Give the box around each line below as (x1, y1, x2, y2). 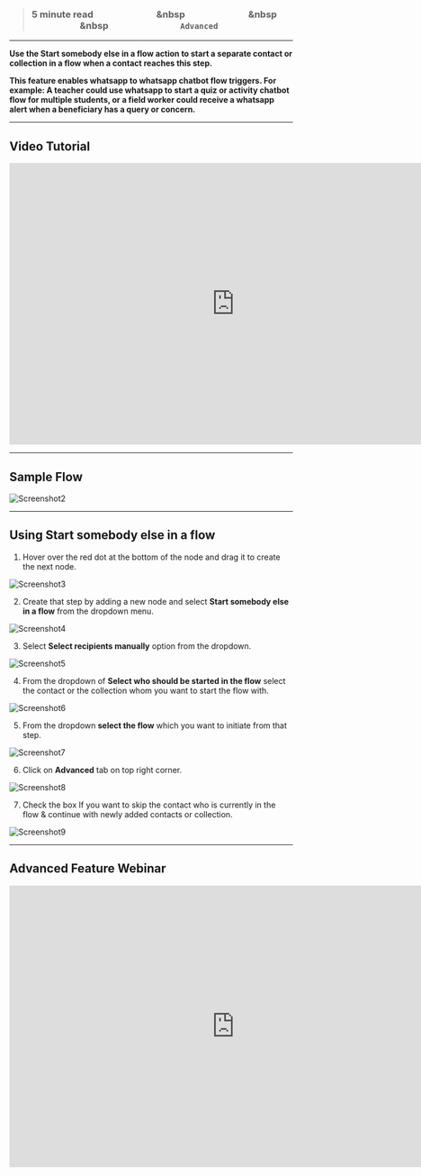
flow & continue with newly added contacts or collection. (22, 808, 233, 819)
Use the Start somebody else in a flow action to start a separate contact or (9, 49, 292, 59)
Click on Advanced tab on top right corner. (22, 764, 183, 775)
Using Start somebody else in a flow (9, 527, 216, 543)
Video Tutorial (9, 139, 91, 154)
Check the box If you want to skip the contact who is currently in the (22, 799, 276, 810)
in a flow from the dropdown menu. (22, 606, 155, 616)
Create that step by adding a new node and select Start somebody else (22, 596, 290, 606)
